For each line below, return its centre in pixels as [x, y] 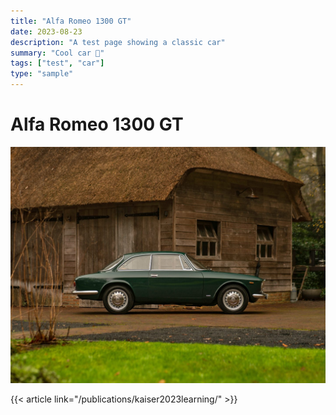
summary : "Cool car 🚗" [57, 53]
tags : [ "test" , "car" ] [57, 63]
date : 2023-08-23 [46, 31]
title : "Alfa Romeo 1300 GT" [71, 21]
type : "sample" [42, 74]
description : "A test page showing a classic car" [118, 42]
